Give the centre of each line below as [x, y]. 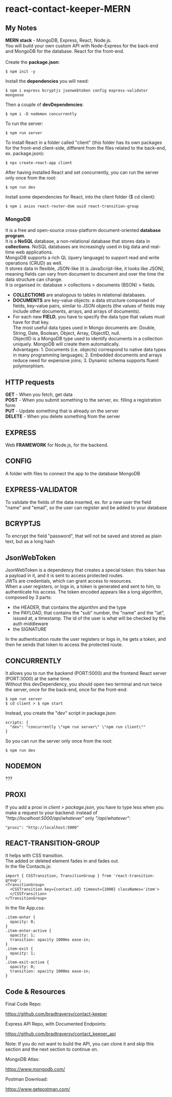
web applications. [34, 252]
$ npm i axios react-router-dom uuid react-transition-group [72, 206]
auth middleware [31, 624]
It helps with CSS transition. [35, 856]
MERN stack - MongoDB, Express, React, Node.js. [59, 40]
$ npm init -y [21, 71]
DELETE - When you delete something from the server [63, 417]
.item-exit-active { [27, 962]
